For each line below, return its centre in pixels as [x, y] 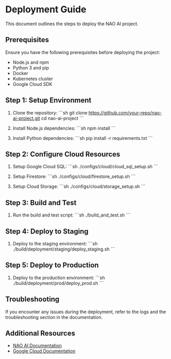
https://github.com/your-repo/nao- [125, 113]
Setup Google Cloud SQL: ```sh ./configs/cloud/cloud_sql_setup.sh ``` [85, 167]
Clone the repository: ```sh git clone [50, 113]
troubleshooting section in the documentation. [54, 317]
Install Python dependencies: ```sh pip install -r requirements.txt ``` [82, 138]
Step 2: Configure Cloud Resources [63, 154]
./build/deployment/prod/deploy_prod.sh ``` [58, 283]
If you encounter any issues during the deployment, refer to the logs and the [86, 312]
